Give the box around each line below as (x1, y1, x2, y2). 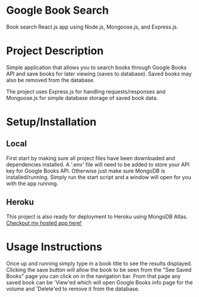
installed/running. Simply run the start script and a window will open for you (6, 173, 192, 180)
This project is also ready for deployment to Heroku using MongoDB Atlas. (6, 212, 188, 220)
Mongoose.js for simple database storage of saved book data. (6, 94, 159, 101)
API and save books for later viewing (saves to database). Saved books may (6, 70, 192, 77)
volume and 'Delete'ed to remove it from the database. (6, 285, 140, 292)
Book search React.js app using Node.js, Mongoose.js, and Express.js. (6, 23, 179, 30)
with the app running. (6, 180, 58, 187)
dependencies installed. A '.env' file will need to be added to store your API (6, 161, 190, 168)
